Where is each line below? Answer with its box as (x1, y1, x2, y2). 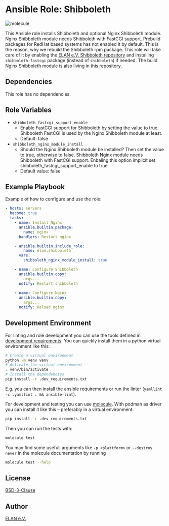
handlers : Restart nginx (18, 234, 71, 240)
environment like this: (5, 343, 50, 349)
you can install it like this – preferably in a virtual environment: (5, 406, 134, 413)
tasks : (10, 215, 24, 221)
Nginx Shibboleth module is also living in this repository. (5, 63, 122, 69)
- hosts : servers (5, 206, 42, 211)
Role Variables (5, 106, 52, 114)
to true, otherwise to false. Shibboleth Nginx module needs (20, 152, 143, 158)
